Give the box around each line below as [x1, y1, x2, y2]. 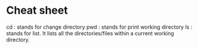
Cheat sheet [6, 4, 68, 17]
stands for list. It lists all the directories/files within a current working [6, 29, 174, 36]
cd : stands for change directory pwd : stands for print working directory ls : [6, 23, 193, 30]
